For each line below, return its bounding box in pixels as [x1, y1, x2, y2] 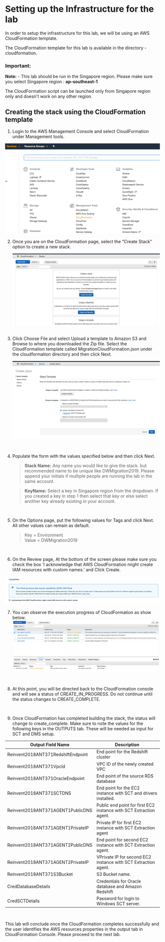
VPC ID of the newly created [96, 761, 154, 767]
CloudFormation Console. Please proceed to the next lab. [5, 932, 121, 938]
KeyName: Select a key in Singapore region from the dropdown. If [24, 488, 159, 494]
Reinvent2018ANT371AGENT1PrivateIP [7, 825, 89, 831]
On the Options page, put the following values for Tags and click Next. [12, 517, 155, 524]
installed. [96, 796, 115, 802]
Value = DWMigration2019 [24, 537, 78, 543]
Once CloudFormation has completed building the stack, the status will [12, 715, 156, 721]
